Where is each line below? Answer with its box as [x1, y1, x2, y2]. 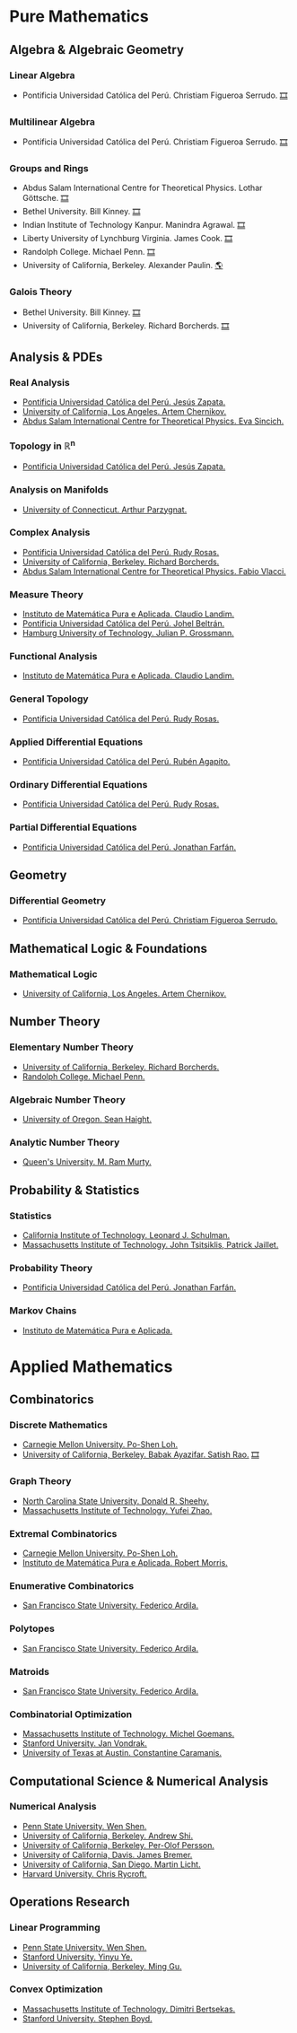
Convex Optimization [9, 1983, 103, 1995]
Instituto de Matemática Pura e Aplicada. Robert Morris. [22, 1557, 229, 1567]
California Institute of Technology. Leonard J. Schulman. [22, 1229, 231, 1240]
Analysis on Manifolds [9, 484, 109, 496]
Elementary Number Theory [9, 1041, 135, 1053]
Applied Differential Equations [9, 736, 144, 748]
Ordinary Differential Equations [9, 778, 148, 790]
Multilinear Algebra [9, 115, 96, 127]
